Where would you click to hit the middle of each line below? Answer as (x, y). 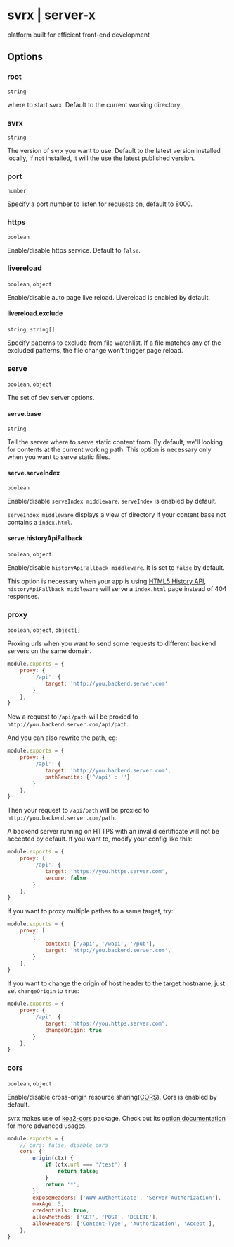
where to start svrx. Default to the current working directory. (95, 104)
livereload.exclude (35, 313)
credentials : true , (61, 1211)
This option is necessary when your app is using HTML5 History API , (106, 581)
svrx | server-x (52, 15)
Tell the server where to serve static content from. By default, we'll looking (115, 442)
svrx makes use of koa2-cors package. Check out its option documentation (117, 1118)
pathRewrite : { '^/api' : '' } (87, 777)
